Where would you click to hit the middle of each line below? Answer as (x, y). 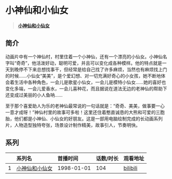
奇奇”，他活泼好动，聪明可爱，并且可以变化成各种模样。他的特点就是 (89, 63)
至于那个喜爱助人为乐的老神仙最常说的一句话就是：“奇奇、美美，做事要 (81, 106)
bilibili (130, 168)
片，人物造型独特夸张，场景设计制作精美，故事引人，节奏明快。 (73, 125)
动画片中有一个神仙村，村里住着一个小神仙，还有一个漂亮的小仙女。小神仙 (84, 56)
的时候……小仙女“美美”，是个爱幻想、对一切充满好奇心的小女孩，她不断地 (83, 76)
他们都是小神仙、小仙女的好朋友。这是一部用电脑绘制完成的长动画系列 (88, 119)
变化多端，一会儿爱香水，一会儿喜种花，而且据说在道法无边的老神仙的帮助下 (86, 88)
